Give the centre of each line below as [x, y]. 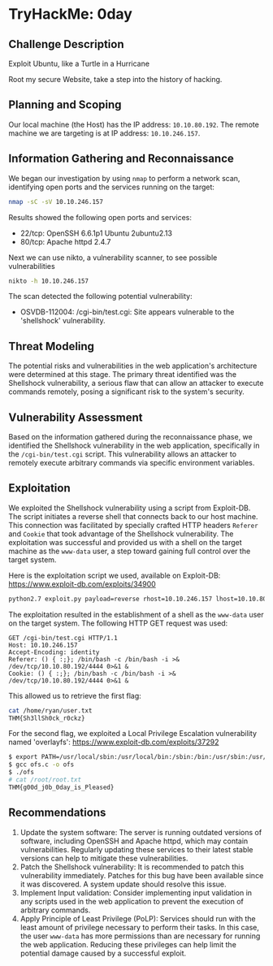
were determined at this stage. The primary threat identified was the [123, 375]
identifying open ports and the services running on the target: [112, 187]
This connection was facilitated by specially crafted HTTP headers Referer [133, 525]
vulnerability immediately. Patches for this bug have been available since [142, 875]
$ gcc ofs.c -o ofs [41, 765]
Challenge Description [66, 44]
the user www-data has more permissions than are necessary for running [140, 936]
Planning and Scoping [65, 105]
